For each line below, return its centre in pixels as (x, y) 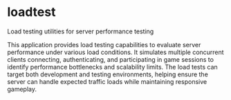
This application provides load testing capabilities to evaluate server (104, 44)
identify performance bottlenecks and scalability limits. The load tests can (112, 67)
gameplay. (22, 89)
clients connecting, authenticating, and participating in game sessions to (111, 59)
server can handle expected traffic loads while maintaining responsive (107, 81)
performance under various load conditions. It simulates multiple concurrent (115, 52)
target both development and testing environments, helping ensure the (108, 74)
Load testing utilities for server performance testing (81, 31)
